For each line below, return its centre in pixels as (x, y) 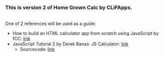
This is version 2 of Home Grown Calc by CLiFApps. (69, 7)
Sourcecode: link (37, 49)
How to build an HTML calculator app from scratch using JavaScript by (85, 33)
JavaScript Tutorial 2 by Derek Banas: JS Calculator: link (70, 44)
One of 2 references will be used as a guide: (51, 23)
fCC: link (21, 38)
